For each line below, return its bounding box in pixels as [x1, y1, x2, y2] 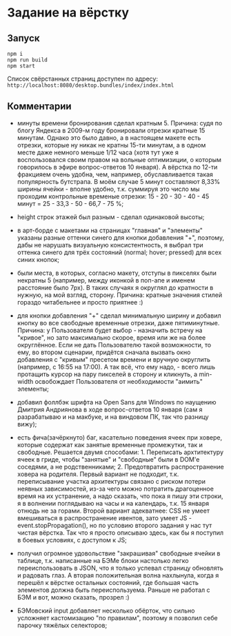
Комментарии [7, 101, 72, 112]
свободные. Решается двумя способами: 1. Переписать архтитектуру [17, 448, 224, 456]
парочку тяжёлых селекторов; [17, 621, 108, 629]
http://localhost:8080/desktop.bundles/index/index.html [7, 82, 174, 89]
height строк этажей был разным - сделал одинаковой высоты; [17, 212, 205, 221]
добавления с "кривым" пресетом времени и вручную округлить [17, 355, 210, 363]
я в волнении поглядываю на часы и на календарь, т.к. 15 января [17, 499, 210, 507]
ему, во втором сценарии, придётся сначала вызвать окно [17, 348, 191, 356]
